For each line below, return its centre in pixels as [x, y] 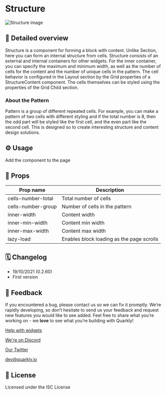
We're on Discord [23, 340]
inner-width [22, 214]
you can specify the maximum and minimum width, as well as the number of [83, 66]
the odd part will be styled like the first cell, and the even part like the [76, 122]
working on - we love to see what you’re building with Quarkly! [69, 321]
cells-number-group [32, 206]
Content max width [83, 231]
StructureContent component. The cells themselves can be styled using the [83, 82]
